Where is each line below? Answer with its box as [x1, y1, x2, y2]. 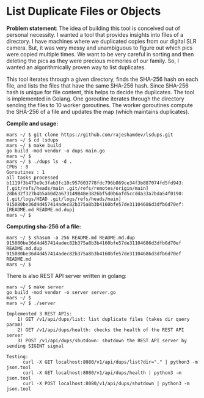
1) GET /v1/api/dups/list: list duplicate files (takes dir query [17, 316, 190, 322]
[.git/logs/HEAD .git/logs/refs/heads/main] [6, 196, 122, 202]
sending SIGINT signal [6, 343, 64, 349]
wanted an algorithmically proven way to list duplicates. [6, 63, 147, 71]
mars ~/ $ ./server [6, 300, 56, 306]
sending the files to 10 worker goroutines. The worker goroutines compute [6, 101, 194, 108]
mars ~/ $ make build [6, 142, 62, 148]
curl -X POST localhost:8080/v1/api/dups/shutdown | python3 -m [22, 380, 190, 386]
